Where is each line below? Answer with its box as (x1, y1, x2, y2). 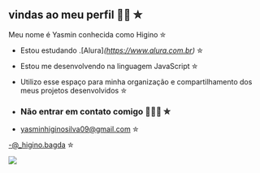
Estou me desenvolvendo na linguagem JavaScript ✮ (19, 61, 198, 71)
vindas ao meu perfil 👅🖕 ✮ (8, 8, 143, 22)
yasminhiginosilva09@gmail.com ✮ (19, 124, 139, 134)
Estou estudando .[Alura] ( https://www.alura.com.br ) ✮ (19, 45, 203, 55)
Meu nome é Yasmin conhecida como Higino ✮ (8, 29, 167, 39)
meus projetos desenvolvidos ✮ (19, 85, 128, 95)
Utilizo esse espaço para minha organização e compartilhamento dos (19, 76, 253, 86)
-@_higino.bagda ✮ (8, 140, 74, 150)
